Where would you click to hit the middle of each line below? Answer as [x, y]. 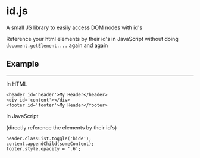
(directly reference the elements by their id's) [62, 127]
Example [23, 64]
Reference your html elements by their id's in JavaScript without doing [92, 39]
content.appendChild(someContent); [50, 144]
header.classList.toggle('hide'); [49, 138]
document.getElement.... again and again [57, 45]
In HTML [17, 84]
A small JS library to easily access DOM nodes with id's [74, 27]
